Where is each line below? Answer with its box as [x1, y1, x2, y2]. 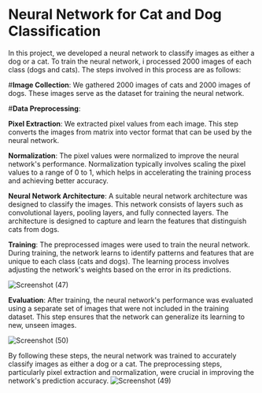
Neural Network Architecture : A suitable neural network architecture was [8, 191, 248, 200]
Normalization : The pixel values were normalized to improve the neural [8, 151, 239, 160]
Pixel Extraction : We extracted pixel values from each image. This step [8, 119, 238, 128]
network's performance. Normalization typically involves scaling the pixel [8, 159, 246, 168]
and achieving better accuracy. [8, 175, 109, 185]
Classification [8, 22, 101, 40]
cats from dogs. [8, 224, 60, 233]
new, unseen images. [8, 320, 77, 329]
